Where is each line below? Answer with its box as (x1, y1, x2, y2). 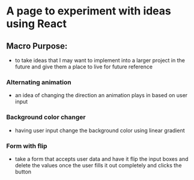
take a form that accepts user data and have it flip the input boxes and (14, 155, 189, 163)
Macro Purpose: (6, 41, 68, 51)
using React (6, 17, 67, 31)
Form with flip (6, 142, 47, 150)
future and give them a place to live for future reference (14, 63, 153, 70)
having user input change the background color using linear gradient (14, 127, 185, 134)
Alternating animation (6, 78, 71, 86)
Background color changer (6, 113, 86, 121)
